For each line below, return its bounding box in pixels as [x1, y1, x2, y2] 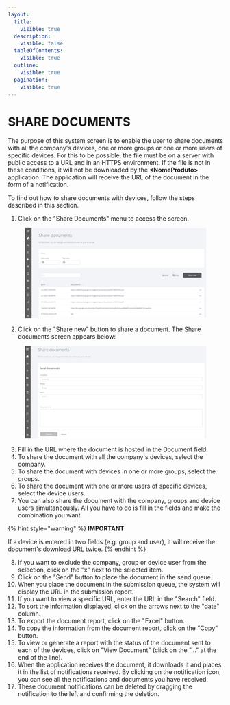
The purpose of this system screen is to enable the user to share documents [8, 137, 223, 145]
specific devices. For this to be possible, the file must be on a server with [8, 151, 214, 159]
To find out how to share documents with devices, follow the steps [8, 194, 196, 202]
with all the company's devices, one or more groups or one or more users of [8, 144, 223, 153]
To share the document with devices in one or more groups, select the [17, 467, 216, 475]
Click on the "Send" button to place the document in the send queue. [17, 572, 213, 581]
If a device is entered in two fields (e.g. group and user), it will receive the [8, 537, 216, 546]
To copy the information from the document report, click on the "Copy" [17, 624, 218, 632]
